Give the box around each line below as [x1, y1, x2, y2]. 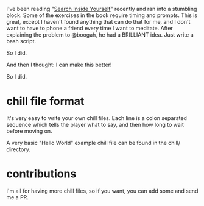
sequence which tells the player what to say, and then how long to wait [6, 121, 185, 128]
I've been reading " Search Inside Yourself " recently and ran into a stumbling [6, 5, 197, 12]
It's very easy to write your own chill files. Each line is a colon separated [6, 114, 188, 121]
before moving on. [6, 127, 53, 135]
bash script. [6, 38, 37, 44]
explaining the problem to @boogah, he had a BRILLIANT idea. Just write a [6, 31, 194, 38]
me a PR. [6, 193, 29, 201]
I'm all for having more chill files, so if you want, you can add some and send [6, 187, 199, 194]
